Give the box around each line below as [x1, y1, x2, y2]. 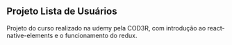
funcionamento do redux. [65, 31, 138, 39]
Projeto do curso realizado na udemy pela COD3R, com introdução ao [6, 24, 206, 32]
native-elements [6, 31, 53, 39]
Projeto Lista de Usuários [6, 6, 117, 17]
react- [207, 24, 225, 32]
